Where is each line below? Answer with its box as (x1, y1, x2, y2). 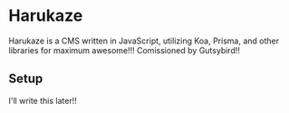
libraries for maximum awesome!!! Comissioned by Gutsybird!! (8, 44, 241, 55)
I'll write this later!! (8, 95, 78, 106)
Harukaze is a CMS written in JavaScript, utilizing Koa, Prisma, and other (8, 35, 280, 46)
